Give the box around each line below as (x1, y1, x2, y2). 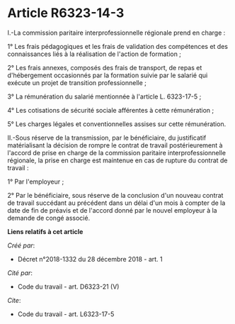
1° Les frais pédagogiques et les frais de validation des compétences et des (7, 42, 229, 50)
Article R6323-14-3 (7, 5, 125, 21)
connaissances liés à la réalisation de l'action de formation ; (7, 50, 182, 58)
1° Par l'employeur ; (7, 177, 64, 186)
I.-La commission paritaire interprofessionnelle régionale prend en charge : (7, 28, 226, 37)
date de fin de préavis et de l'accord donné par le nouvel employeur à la (7, 206, 217, 214)
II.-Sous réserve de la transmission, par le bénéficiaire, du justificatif (7, 133, 207, 142)
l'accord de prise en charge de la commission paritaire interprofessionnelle (7, 148, 227, 157)
